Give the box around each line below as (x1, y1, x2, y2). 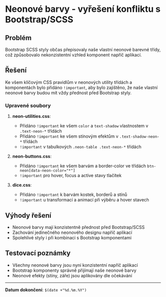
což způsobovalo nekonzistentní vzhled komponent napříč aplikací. (5, 52, 142, 58)
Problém (5, 34, 32, 42)
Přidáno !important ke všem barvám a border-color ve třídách (19, 163, 146, 169)
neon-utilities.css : (12, 113, 51, 119)
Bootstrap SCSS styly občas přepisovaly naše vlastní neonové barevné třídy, (5, 47, 161, 52)
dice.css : (12, 182, 32, 188)
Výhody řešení (5, 211, 51, 220)
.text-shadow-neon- (119, 134, 160, 139)
